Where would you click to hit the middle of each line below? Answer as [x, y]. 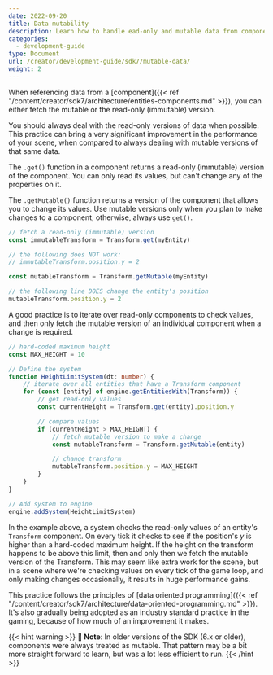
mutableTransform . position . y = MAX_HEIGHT [125, 467]
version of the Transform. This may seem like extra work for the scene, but [133, 562]
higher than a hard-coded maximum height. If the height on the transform [131, 544]
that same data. [35, 151]
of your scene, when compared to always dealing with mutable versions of [133, 142]
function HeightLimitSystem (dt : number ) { [81, 377]
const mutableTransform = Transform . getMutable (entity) [148, 445]
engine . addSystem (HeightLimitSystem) [72, 511]
